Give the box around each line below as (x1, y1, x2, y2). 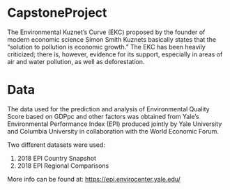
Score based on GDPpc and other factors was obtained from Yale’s (7, 112, 200, 120)
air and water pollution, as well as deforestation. (7, 57, 145, 65)
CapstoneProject (7, 5, 107, 21)
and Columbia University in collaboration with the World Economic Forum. (7, 127, 220, 135)
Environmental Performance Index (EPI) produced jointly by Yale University (7, 120, 222, 128)
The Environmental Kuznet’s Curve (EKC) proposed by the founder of (7, 28, 206, 36)
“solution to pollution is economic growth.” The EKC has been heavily (7, 42, 206, 51)
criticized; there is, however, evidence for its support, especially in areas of (7, 50, 223, 58)
